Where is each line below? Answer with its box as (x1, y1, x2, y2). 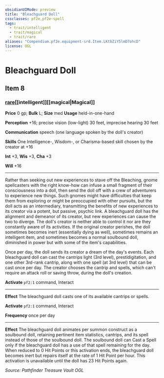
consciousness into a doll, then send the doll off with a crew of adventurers (5, 187, 157, 193)
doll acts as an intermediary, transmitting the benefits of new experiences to (5, 203, 159, 209)
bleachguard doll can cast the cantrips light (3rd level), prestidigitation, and (5, 254, 156, 260)
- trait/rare (9, 35, 36, 40)
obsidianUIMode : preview (5, 7, 56, 12)
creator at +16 (5, 144, 33, 150)
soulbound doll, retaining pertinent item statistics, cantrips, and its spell (5, 331, 149, 337)
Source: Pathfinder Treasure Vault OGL (5, 367, 84, 373)
